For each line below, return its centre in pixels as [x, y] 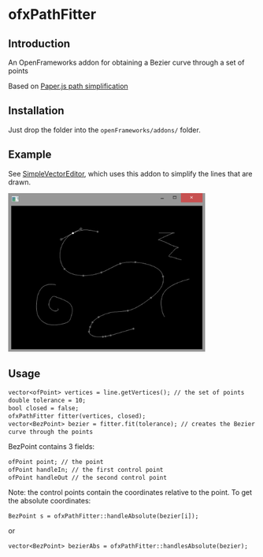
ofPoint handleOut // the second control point [88, 478]
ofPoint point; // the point [56, 462]
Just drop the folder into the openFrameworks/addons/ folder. [104, 130]
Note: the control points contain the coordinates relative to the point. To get [130, 492]
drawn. [20, 182]
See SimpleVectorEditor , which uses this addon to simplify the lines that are [130, 173]
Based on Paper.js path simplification [68, 86]
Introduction [39, 44]
